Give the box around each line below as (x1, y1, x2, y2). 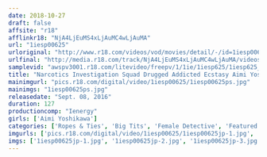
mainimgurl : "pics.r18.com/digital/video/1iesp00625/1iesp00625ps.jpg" (8, 78, 250, 86)
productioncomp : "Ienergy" (8, 108, 98, 116)
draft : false (8, 19, 52, 27)
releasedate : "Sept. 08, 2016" (8, 93, 112, 101)
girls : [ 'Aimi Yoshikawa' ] (8, 115, 98, 123)
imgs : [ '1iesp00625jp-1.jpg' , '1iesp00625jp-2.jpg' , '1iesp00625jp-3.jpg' (8, 136, 261, 145)
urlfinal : (8, 56, 41, 64)
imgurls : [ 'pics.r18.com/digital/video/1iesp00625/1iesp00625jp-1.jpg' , (8, 129, 254, 137)
